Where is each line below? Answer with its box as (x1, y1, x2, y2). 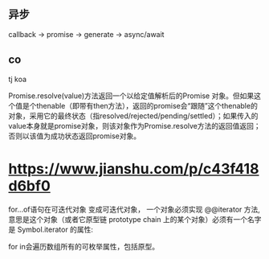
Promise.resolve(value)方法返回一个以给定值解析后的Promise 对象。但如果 (8, 91, 255, 101)
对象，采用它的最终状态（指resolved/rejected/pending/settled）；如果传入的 (8, 111, 259, 121)
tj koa (8, 74, 26, 84)
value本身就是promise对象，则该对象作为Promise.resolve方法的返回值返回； (8, 121, 261, 130)
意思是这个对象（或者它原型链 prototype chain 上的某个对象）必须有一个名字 (8, 214, 262, 224)
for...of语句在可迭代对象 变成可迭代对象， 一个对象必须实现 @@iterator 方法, (8, 204, 261, 214)
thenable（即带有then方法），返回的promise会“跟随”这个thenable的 (35, 101, 259, 110)
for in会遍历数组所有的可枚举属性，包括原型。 (8, 241, 160, 251)
